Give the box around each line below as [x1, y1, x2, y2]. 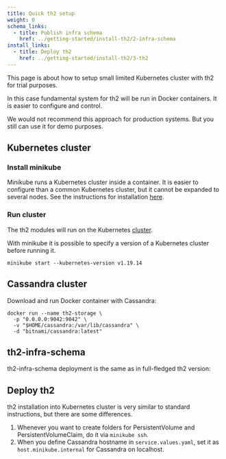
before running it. [7, 246, 56, 254]
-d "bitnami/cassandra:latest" [13, 328, 103, 335]
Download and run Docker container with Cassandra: [7, 296, 157, 304]
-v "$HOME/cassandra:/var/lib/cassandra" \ [13, 322, 139, 328]
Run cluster [7, 210, 47, 220]
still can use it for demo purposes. [7, 122, 103, 131]
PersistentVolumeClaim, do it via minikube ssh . [16, 431, 149, 439]
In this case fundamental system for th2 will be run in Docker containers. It [7, 94, 217, 102]
